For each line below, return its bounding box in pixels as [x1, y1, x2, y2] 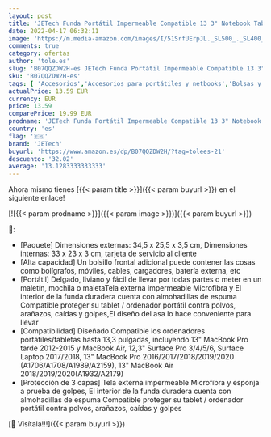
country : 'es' [8, 125, 56, 133]
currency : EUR [8, 95, 56, 103]
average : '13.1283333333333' [8, 163, 106, 171]
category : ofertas [8, 49, 70, 57]
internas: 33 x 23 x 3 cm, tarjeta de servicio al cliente [19, 248, 198, 259]
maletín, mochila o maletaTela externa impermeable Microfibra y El [19, 283, 242, 293]
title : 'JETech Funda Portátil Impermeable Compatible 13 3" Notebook [8, 19, 251, 28]
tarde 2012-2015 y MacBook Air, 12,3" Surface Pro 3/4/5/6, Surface [19, 343, 244, 353]
